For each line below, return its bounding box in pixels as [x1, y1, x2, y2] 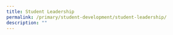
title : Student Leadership [6, 8, 75, 15]
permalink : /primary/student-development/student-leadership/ [6, 14, 167, 20]
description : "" [6, 20, 47, 26]
